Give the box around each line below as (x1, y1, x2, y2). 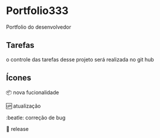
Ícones (6, 73, 32, 83)
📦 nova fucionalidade (6, 89, 60, 96)
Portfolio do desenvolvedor (6, 23, 71, 30)
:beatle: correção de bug (6, 114, 66, 121)
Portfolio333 (6, 4, 69, 18)
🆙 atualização (6, 102, 41, 109)
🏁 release (6, 125, 29, 132)
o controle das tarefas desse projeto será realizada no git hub (6, 56, 154, 63)
